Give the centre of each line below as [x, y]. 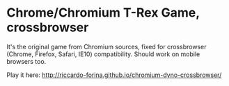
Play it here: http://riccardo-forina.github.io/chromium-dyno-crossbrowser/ [114, 75]
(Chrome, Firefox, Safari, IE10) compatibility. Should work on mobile [103, 54]
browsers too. [26, 61]
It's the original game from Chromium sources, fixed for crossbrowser [106, 46]
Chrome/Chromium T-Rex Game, [103, 13]
